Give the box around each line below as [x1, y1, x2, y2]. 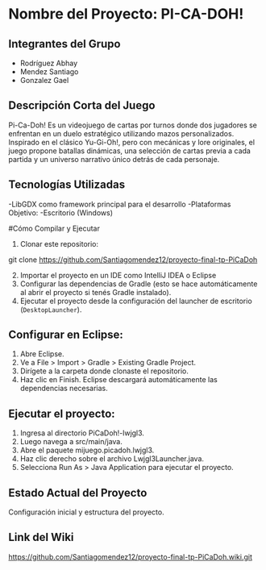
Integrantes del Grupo [8, 37, 121, 51]
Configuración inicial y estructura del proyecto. [8, 507, 164, 517]
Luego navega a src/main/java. [19, 437, 123, 447]
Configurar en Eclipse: [8, 328, 123, 342]
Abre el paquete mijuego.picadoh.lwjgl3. [19, 445, 155, 456]
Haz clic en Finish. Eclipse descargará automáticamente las [19, 375, 218, 385]
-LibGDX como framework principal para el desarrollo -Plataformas [8, 199, 231, 209]
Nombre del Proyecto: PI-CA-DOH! [8, 5, 244, 23]
